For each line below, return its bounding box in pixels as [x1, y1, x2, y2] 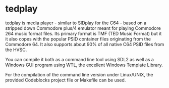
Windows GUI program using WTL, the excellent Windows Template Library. [5, 62, 163, 68]
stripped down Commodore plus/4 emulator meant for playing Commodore [5, 25, 161, 31]
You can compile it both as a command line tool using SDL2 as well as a [5, 56, 154, 62]
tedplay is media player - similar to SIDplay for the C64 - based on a [5, 20, 147, 26]
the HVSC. [5, 47, 27, 53]
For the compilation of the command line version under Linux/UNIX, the [5, 71, 153, 77]
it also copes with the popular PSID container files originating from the [5, 36, 151, 42]
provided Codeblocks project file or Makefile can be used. [5, 77, 126, 83]
